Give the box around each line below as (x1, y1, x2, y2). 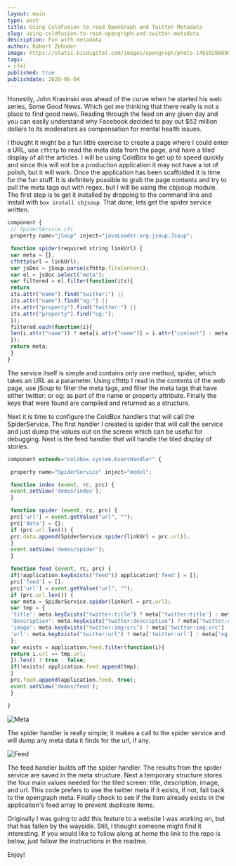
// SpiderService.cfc (10, 226, 74, 233)
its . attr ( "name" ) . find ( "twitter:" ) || (10, 291, 124, 298)
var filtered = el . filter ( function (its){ (10, 278, 133, 285)
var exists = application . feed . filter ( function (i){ (10, 644, 165, 651)
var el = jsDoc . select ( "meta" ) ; (10, 271, 105, 278)
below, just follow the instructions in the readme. (7, 836, 147, 845)
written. (7, 205, 29, 214)
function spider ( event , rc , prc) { (10, 507, 118, 514)
